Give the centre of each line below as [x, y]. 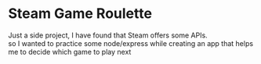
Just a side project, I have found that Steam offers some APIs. [108, 35]
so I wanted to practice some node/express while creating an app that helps [130, 43]
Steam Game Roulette [80, 14]
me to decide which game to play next [70, 52]
